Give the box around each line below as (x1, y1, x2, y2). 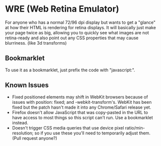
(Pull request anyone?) (12, 135, 57, 141)
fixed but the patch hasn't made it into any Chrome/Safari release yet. (12, 104, 151, 110)
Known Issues (5, 81, 49, 89)
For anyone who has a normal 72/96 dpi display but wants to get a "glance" (5, 19, 156, 25)
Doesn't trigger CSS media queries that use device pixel (12, 125, 125, 130)
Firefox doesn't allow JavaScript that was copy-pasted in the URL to (12, 109, 148, 115)
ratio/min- (125, 125, 145, 130)
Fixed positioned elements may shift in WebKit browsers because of (12, 94, 148, 100)
